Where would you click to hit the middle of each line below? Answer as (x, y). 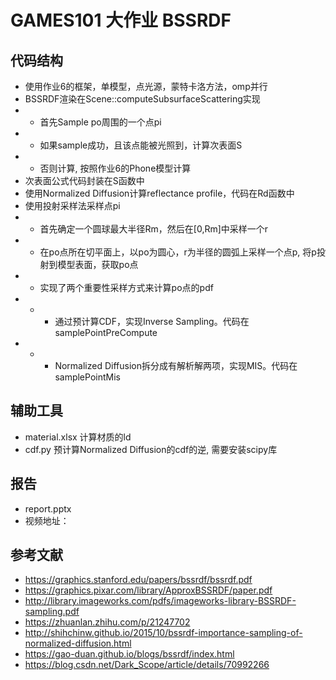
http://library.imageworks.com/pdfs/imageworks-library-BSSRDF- (160, 601)
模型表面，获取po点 (98, 264)
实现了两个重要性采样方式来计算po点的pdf (126, 287)
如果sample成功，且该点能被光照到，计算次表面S (141, 145)
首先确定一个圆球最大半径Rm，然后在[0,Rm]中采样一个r (154, 229)
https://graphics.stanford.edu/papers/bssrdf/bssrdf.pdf (138, 580)
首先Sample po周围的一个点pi (100, 122)
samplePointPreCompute (106, 332)
